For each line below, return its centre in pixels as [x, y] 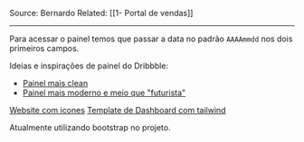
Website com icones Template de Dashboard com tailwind [118, 110]
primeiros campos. [44, 48]
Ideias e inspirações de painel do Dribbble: [89, 66]
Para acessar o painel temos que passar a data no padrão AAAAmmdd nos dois [151, 39]
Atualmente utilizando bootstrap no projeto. [90, 128]
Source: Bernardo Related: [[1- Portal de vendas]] [101, 13]
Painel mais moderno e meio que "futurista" [104, 93]
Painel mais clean [55, 83]
